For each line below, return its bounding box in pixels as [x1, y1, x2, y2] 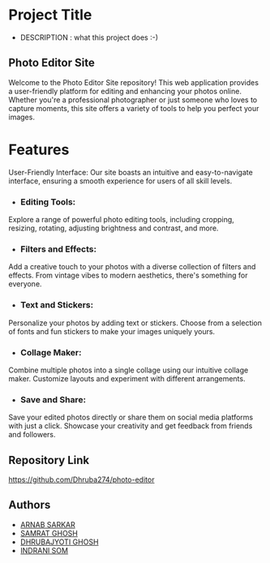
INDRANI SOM [19, 545, 69, 555]
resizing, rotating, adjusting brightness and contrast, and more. [8, 223, 219, 233]
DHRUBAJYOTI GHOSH [19, 537, 99, 547]
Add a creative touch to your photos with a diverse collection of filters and [8, 262, 256, 272]
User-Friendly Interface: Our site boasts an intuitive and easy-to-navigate [8, 167, 253, 177]
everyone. [8, 279, 42, 289]
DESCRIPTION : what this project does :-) [19, 32, 158, 42]
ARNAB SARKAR [19, 519, 75, 529]
